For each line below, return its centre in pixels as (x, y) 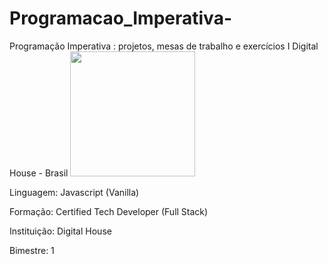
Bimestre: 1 (32, 250)
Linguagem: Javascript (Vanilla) (74, 192)
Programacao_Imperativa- (120, 18)
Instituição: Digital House (60, 231)
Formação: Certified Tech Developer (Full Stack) (109, 211)
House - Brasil (39, 173)
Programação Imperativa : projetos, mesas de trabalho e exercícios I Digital (164, 46)
